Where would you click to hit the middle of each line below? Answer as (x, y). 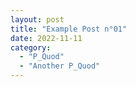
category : (31, 47)
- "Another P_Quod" (60, 66)
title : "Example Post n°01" (69, 29)
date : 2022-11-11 (46, 38)
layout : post (37, 19)
